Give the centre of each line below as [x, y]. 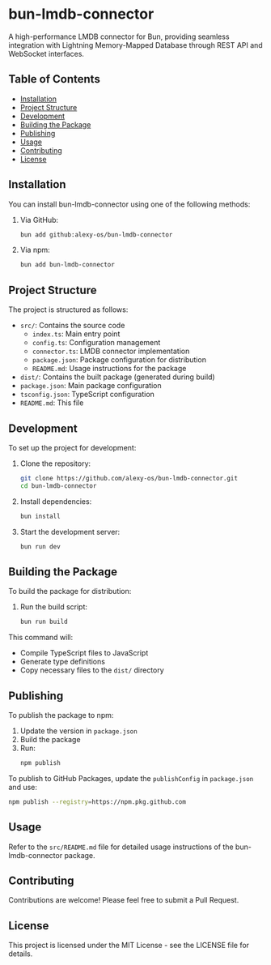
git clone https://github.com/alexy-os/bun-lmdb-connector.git [129, 478]
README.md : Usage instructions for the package [109, 369]
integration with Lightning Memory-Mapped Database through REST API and [135, 45]
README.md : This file [52, 403]
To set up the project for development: [72, 447]
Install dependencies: [56, 501]
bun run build [44, 622]
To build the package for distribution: [70, 591]
